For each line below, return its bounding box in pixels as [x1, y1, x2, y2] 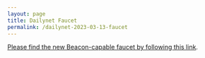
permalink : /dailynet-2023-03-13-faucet [7, 23, 129, 30]
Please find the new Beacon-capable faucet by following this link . [7, 43, 198, 52]
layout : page [7, 10, 46, 18]
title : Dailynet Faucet [7, 17, 78, 24]
